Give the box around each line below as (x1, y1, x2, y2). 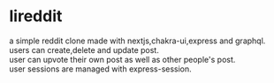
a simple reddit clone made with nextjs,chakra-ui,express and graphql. (9, 35, 266, 46)
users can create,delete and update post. (9, 44, 159, 55)
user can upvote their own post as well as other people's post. (9, 54, 236, 64)
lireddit (9, 6, 63, 26)
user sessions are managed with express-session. (9, 64, 192, 74)
